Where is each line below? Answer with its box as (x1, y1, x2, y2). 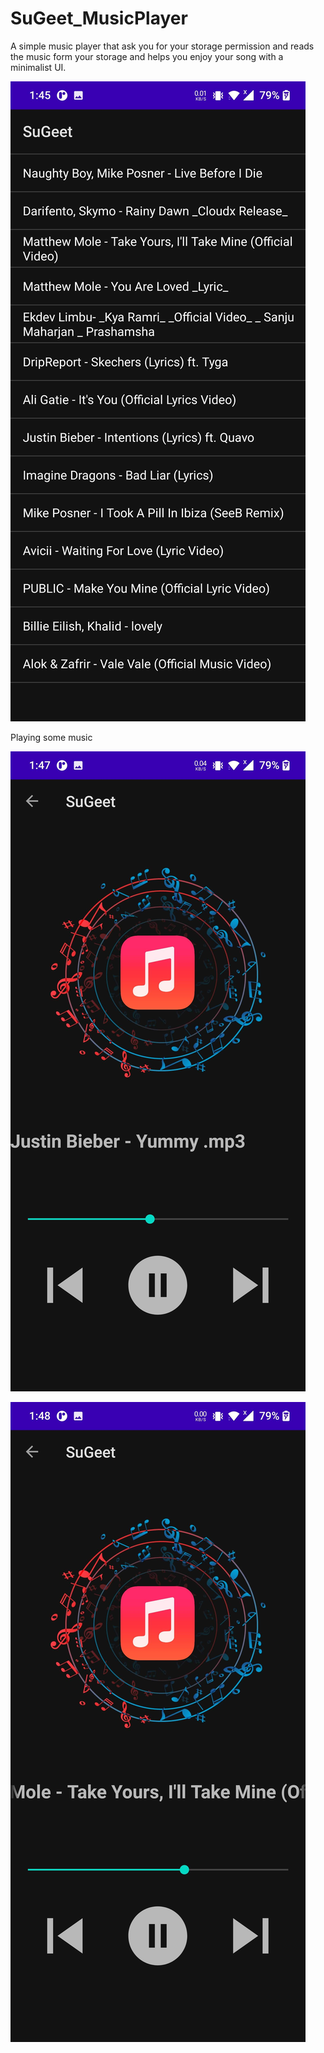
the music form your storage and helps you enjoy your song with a (10, 50, 284, 62)
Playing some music (10, 731, 93, 743)
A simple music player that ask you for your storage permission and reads (10, 40, 315, 52)
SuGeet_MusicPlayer (10, 7, 188, 30)
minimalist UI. (10, 61, 67, 73)
